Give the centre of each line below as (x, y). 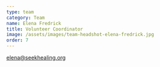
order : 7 (17, 40)
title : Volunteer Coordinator (45, 29)
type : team (20, 12)
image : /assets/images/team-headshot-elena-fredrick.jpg (80, 35)
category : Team (26, 18)
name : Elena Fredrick (34, 23)
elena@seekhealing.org (36, 58)
